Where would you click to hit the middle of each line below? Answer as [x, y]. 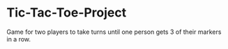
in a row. [19, 39]
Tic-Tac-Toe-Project [67, 13]
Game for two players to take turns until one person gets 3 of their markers [114, 32]
